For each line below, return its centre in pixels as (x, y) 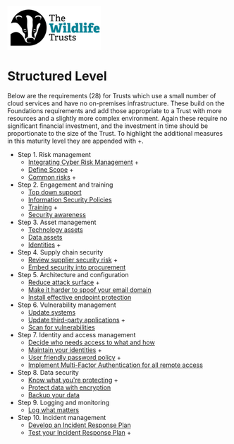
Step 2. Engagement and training (65, 185)
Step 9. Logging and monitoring (63, 402)
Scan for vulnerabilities (61, 327)
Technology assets (55, 229)
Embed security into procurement (76, 267)
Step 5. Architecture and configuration (73, 274)
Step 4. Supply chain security (60, 252)
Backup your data (54, 395)
